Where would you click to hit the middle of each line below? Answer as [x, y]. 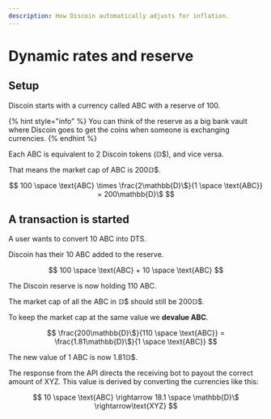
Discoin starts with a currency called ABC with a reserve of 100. [114, 105]
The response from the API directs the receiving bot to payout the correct [131, 373]
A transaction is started [69, 220]
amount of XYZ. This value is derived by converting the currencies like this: [133, 382]
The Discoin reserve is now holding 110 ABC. [83, 286]
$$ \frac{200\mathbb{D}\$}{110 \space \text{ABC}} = [136, 333]
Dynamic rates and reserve [101, 56]
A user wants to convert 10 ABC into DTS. [78, 239]
